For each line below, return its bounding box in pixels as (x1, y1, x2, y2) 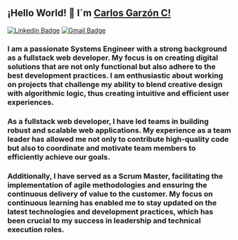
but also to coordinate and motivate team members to (7, 143, 197, 153)
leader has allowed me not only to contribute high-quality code (7, 134, 229, 144)
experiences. (7, 97, 55, 107)
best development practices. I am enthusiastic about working (7, 71, 224, 80)
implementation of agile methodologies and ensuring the (7, 179, 207, 189)
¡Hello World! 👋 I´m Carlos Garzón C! (7, 7, 172, 19)
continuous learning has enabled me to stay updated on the (7, 197, 217, 207)
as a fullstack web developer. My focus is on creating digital (7, 53, 219, 63)
